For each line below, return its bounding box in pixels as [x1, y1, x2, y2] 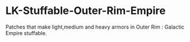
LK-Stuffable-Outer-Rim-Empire [5, 4, 166, 17]
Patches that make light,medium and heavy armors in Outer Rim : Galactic [5, 23, 185, 30]
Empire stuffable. [5, 29, 47, 36]
